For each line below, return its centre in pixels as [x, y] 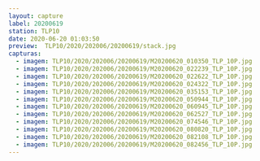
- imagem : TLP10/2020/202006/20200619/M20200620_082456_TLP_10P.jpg [134, 144]
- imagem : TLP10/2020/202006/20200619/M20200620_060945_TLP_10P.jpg [134, 107]
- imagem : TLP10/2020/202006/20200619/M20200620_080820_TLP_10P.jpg [134, 129]
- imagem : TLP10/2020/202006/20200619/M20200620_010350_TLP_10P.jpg [134, 62]
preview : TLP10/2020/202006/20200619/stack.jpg [92, 46]
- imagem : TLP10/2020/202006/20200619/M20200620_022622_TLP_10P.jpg [134, 76]
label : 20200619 [36, 24]
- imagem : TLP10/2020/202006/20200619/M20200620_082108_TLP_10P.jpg [134, 137]
